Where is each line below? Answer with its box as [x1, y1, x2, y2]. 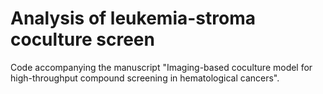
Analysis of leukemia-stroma [10, 7, 256, 30]
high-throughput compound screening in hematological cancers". [10, 72, 280, 84]
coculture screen [10, 28, 155, 51]
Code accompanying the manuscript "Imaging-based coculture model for [10, 61, 313, 73]
